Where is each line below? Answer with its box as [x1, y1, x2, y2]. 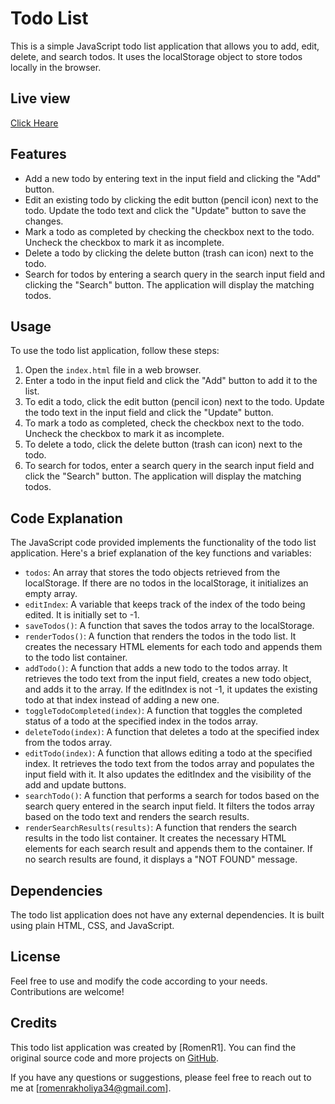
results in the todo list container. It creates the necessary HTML [24, 832, 287, 844]
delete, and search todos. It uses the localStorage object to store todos [10, 50, 303, 62]
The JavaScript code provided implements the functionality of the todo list [10, 537, 317, 549]
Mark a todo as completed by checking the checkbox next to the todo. [24, 225, 315, 237]
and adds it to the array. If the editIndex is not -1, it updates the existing [24, 683, 318, 696]
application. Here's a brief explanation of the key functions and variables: [10, 547, 312, 559]
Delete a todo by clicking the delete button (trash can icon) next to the [24, 247, 314, 259]
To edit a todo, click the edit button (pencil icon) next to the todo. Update [24, 396, 325, 408]
